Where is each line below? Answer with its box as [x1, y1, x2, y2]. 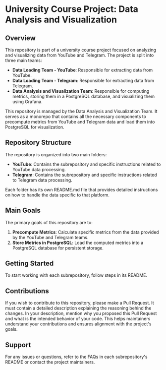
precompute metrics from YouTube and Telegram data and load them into [5, 119, 155, 124]
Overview [5, 34, 36, 42]
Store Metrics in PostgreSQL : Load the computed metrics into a [12, 240, 144, 246]
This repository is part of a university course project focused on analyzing [5, 47, 157, 53]
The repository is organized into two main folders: [5, 151, 107, 157]
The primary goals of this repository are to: [5, 219, 93, 225]
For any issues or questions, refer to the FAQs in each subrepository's [5, 354, 148, 360]
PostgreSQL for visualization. [5, 124, 64, 130]
